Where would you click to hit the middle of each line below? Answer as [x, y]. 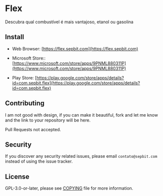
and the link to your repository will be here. [48, 120]
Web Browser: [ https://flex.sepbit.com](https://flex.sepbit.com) [75, 48]
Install [15, 37]
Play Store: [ [24, 77]
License [17, 176]
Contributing [25, 103]
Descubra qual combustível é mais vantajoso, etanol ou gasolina [69, 22]
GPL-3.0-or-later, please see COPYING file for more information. [69, 188]
